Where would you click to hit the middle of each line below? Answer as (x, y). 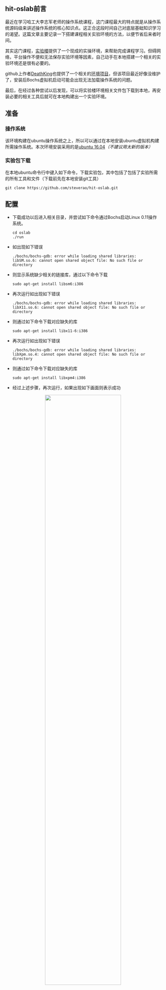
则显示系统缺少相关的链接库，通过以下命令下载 (60, 274)
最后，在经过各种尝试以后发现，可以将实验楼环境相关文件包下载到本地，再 (81, 90)
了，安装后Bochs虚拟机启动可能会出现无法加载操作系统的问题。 (70, 80)
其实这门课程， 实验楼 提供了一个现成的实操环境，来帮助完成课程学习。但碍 (81, 50)
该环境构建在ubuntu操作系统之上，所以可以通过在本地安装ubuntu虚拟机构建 (82, 140)
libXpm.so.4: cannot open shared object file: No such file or (79, 354)
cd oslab (21, 233)
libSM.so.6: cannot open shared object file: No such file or (78, 260)
